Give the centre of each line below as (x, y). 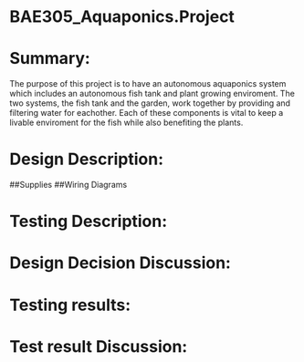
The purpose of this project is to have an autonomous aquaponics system (148, 84)
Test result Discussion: (99, 346)
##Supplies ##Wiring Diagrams (68, 185)
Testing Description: (89, 222)
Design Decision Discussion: (120, 263)
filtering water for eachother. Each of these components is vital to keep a (147, 113)
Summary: (50, 59)
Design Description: (87, 159)
